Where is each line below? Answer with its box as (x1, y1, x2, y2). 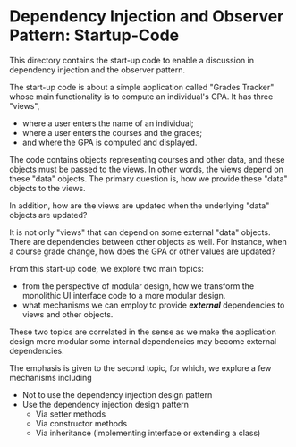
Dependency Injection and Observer (9, 6, 284, 27)
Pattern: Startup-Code (9, 25, 180, 46)
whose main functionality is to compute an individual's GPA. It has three (9, 91, 274, 102)
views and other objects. (21, 308, 114, 319)
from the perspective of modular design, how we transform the (21, 280, 255, 291)
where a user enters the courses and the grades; (21, 127, 203, 138)
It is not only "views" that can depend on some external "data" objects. (9, 226, 271, 238)
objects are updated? (9, 209, 88, 220)
